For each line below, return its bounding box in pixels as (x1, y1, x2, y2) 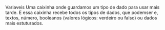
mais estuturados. (5, 20, 44, 26)
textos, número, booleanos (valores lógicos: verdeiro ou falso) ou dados (5, 15, 157, 20)
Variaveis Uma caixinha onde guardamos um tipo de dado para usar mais (5, 4, 160, 10)
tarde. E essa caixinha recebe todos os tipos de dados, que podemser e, (5, 9, 158, 15)
